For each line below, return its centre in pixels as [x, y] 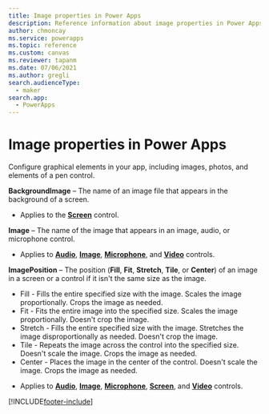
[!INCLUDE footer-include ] [51, 402]
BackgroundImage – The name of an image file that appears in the [118, 191]
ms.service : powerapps [46, 38]
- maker [28, 90]
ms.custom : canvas [39, 53]
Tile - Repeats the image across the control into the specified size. [129, 345]
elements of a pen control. [52, 175]
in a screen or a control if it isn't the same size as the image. [107, 279]
